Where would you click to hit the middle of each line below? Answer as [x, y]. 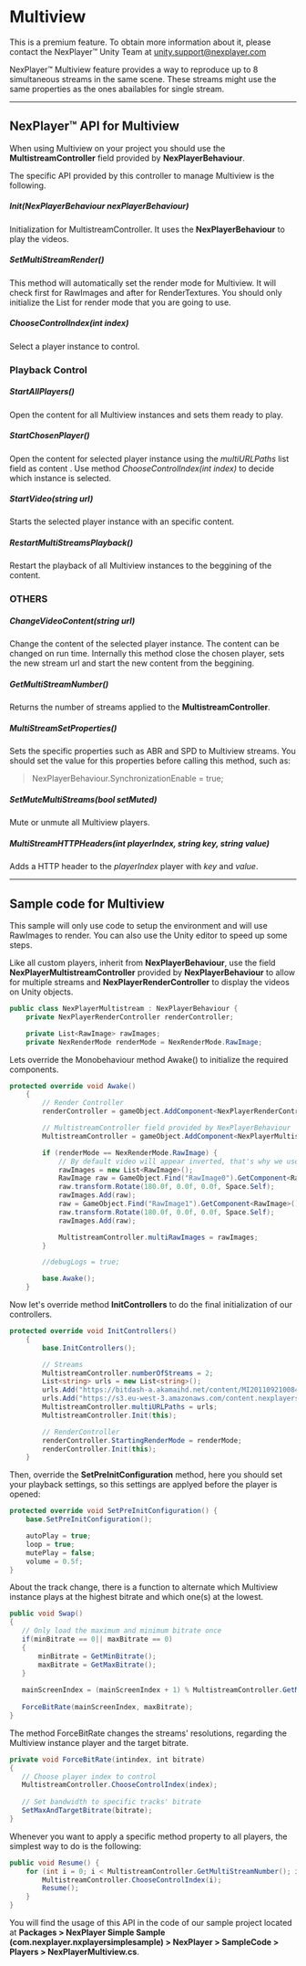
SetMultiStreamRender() [57, 260]
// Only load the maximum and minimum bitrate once [122, 1631]
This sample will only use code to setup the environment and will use [139, 926]
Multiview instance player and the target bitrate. [99, 1742]
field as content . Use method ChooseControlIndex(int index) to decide [142, 468]
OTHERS [29, 599]
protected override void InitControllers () [93, 1331]
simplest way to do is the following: [76, 1845]
